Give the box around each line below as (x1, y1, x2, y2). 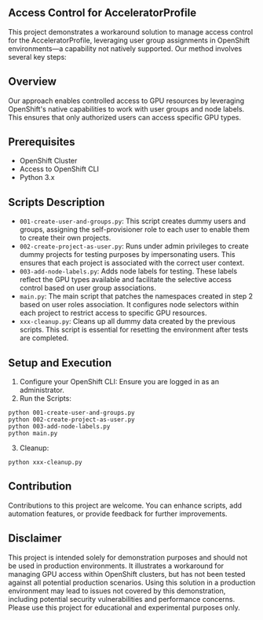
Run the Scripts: (19, 394, 72, 403)
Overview (8, 75, 57, 89)
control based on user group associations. (19, 283, 157, 293)
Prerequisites (8, 135, 75, 149)
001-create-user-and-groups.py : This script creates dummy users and (19, 216, 246, 226)
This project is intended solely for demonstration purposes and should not (8, 552, 248, 562)
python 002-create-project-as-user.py (8, 416, 135, 424)
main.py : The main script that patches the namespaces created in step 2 (19, 292, 254, 301)
